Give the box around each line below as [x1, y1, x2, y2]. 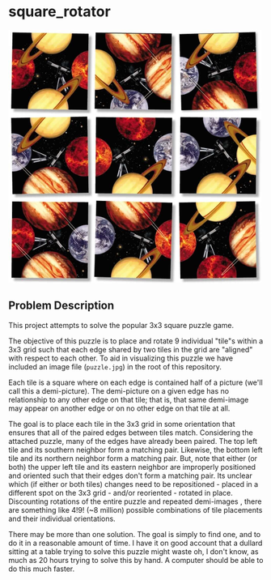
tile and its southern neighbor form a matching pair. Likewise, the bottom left [8, 445, 263, 454]
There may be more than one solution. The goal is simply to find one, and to [8, 529, 261, 539]
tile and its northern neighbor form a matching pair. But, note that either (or [8, 453, 257, 463]
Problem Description [8, 299, 115, 313]
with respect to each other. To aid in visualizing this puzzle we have [8, 353, 233, 363]
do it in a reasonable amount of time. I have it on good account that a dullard [8, 538, 263, 548]
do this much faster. [8, 564, 75, 574]
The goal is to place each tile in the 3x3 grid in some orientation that [8, 419, 236, 429]
